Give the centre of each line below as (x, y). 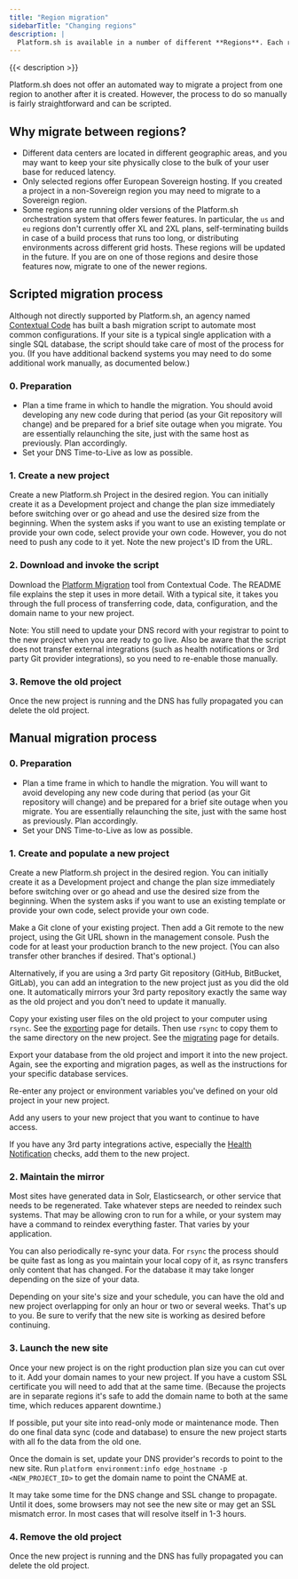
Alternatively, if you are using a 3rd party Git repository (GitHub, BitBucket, (145, 974)
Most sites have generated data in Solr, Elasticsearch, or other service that (145, 1196)
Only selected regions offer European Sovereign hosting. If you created (152, 181)
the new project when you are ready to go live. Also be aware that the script (148, 639)
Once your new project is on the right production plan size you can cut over (147, 1367)
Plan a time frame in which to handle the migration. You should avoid (147, 405)
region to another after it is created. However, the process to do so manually (148, 94)
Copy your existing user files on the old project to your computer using (138, 1019)
